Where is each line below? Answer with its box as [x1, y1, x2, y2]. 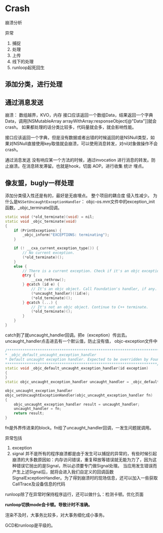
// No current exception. [22, 250, 75, 255]
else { [14, 264, 27, 269]
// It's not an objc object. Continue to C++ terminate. [31, 304, 149, 309]
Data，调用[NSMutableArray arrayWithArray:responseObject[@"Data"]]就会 [5, 118, 157, 124]
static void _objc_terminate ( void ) [5, 219, 77, 224]
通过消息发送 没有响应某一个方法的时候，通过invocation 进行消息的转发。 [5, 157, 151, 163]
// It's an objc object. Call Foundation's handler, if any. [31, 286, 158, 292]
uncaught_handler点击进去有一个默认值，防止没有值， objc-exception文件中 [5, 338, 158, 344]
